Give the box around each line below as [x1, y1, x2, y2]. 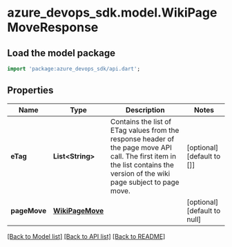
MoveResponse [7, 19, 99, 35]
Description [125, 105, 165, 115]
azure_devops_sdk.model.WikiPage [7, 5, 217, 21]
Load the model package [7, 47, 116, 59]
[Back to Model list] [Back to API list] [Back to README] [7, 232, 166, 240]
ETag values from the [110, 125, 180, 135]
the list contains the [110, 160, 174, 170]
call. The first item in [110, 151, 177, 161]
